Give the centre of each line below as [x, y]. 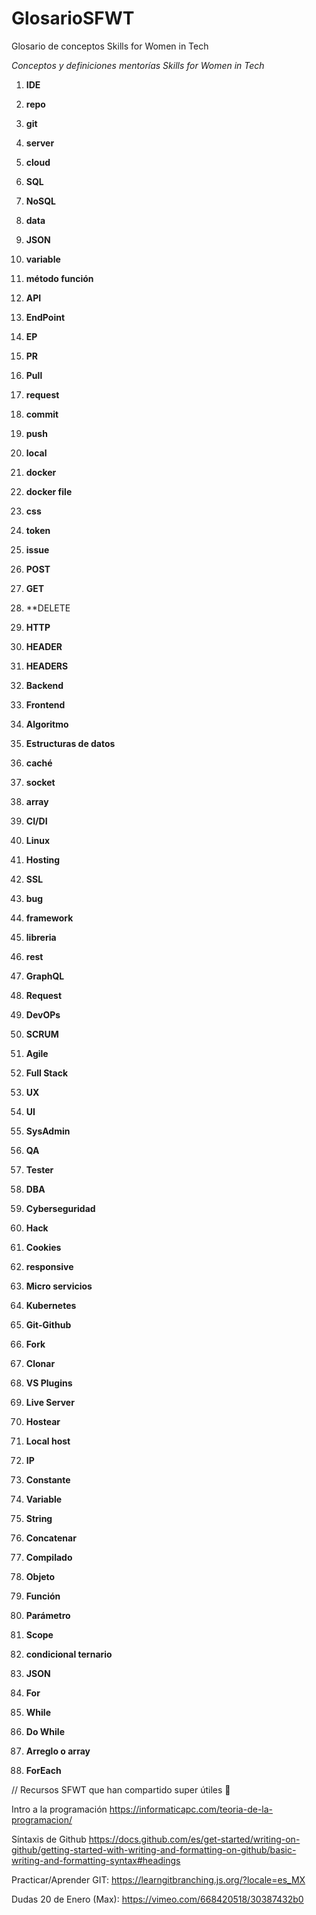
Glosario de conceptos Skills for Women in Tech [110, 46]
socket [40, 782]
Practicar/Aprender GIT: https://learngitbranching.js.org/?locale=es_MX [158, 1879]
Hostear [43, 1421]
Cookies [43, 1247]
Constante [48, 1479]
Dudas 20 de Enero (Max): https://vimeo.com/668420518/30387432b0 [157, 1899]
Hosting [43, 859]
